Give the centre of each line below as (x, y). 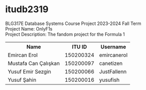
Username (113, 47)
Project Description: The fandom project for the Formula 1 (65, 34)
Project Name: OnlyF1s (29, 28)
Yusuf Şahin (22, 80)
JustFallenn (113, 71)
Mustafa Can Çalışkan (34, 63)
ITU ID (80, 47)
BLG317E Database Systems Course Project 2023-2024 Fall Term (73, 23)
